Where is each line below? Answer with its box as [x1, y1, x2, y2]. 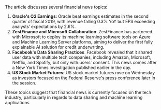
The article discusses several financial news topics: [5, 4, 108, 10]
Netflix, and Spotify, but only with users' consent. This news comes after [12, 60, 157, 65]
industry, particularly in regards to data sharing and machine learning [5, 95, 143, 100]
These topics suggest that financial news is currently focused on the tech [5, 89, 151, 95]
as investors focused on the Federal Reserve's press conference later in [12, 75, 156, 81]
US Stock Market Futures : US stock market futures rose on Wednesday [12, 70, 155, 75]
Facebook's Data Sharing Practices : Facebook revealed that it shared [12, 49, 152, 55]
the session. [12, 80, 37, 86]
